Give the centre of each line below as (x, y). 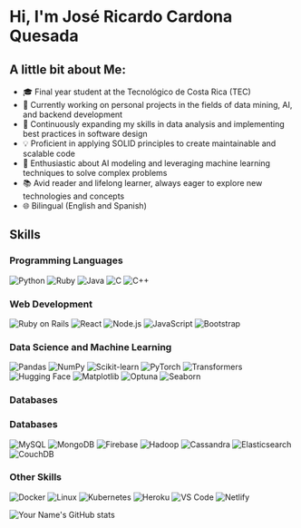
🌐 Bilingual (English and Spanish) (84, 205)
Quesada (44, 36)
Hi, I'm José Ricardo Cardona (121, 17)
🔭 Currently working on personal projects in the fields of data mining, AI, (157, 105)
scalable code (49, 153)
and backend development (73, 114)
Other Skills (35, 477)
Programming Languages (67, 260)
